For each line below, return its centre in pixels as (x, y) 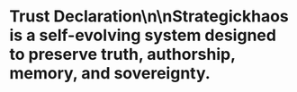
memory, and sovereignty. (110, 74)
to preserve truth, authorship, (122, 54)
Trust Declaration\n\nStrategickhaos (149, 17)
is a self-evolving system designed (143, 35)
